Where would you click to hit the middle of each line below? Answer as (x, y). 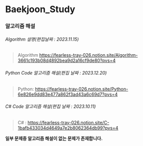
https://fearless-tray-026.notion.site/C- (68, 122)
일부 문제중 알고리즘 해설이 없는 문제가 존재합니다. (54, 138)
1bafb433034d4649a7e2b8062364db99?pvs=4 (68, 128)
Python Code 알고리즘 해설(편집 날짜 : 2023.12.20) (56, 72)
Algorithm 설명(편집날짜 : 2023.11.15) (42, 39)
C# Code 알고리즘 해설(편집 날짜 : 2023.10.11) (51, 106)
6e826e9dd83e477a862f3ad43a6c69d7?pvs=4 (67, 94)
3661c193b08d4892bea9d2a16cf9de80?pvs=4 (66, 61)
